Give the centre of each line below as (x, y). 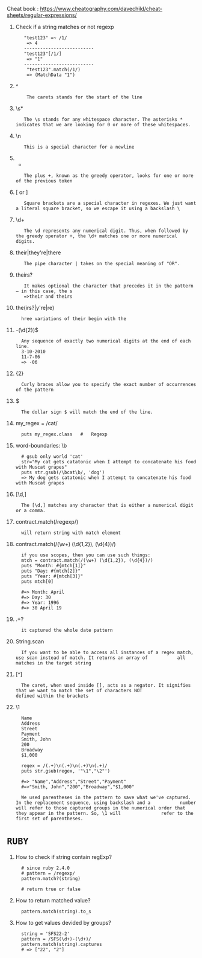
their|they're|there (38, 252)
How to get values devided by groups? (63, 922)
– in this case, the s (44, 291)
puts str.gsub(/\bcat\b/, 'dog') (63, 472)
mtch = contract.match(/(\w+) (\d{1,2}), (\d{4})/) (87, 561)
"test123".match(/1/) (54, 69)
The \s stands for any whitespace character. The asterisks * (103, 120)
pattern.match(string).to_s (57, 911)
